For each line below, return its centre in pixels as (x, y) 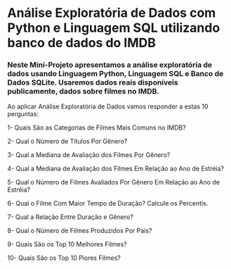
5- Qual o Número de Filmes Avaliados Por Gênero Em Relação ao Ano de (113, 182)
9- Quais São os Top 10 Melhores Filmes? (67, 244)
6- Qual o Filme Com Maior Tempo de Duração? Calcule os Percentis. (108, 204)
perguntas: (23, 114)
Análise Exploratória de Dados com (112, 13)
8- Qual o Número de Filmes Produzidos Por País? (80, 231)
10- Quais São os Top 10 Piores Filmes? (64, 258)
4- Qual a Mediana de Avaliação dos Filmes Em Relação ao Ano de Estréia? (116, 169)
